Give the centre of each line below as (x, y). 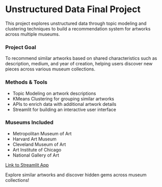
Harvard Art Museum (34, 139)
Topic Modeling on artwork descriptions (54, 93)
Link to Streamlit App (27, 165)
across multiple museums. (33, 34)
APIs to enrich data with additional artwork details (64, 104)
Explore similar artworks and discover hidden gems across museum (76, 175)
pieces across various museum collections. (50, 69)
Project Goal (21, 47)
